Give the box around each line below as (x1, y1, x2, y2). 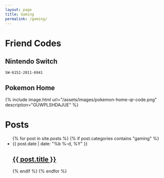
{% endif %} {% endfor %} (12, 168, 67, 174)
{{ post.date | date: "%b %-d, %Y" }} (12, 141, 88, 147)
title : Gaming (5, 12, 35, 17)
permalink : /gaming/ (5, 16, 48, 21)
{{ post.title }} (12, 155, 57, 163)
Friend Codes (5, 37, 62, 49)
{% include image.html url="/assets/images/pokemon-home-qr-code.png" (5, 97, 157, 103)
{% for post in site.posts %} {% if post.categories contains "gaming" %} (12, 136, 160, 142)
